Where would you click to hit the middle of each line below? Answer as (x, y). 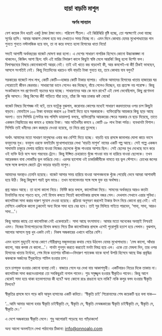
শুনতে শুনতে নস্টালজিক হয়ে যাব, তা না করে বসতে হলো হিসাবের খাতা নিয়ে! (56, 44)
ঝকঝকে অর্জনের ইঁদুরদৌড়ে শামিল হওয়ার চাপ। (37, 258)
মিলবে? (10, 284)
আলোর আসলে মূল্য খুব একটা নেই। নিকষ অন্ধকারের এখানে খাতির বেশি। (54, 232)
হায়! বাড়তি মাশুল (81, 8)
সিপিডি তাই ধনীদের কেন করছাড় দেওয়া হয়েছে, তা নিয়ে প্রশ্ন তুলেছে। (52, 127)
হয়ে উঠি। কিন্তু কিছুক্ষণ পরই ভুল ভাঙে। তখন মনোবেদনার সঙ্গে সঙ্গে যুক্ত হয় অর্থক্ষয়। (63, 180)
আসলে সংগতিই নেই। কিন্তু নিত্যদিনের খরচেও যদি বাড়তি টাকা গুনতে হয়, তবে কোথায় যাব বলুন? (70, 70)
